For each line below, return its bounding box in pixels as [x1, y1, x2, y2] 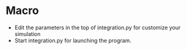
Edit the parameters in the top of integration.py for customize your [14, 24, 181, 31]
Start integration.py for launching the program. [14, 37, 132, 44]
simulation [14, 30, 41, 37]
